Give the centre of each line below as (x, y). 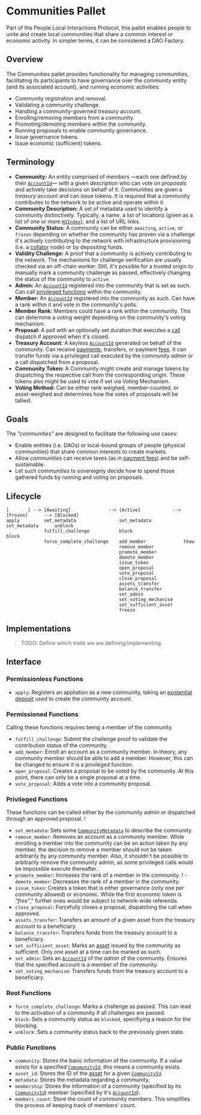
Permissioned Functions (43, 714)
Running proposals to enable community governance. (81, 130)
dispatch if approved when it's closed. (62, 336)
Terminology (31, 162)
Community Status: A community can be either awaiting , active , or (99, 227)
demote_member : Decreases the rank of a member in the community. (97, 882)
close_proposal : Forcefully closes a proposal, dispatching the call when (103, 907)
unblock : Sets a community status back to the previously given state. (100, 1032)
